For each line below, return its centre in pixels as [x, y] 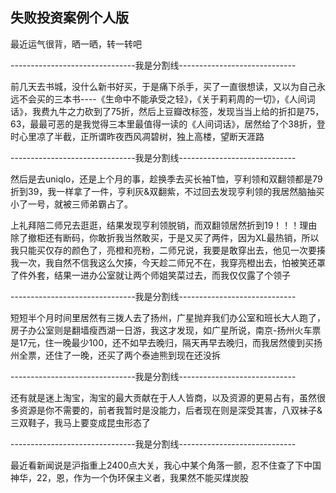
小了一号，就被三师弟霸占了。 [71, 204]
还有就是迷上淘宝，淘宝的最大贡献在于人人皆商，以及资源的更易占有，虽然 [163, 397]
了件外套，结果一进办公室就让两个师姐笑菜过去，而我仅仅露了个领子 [150, 275]
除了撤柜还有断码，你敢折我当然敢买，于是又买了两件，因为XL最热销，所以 [165, 237]
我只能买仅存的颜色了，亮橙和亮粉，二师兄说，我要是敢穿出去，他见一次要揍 [168, 250]
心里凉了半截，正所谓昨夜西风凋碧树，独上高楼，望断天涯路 [141, 136]
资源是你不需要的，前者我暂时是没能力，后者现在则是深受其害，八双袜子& [170, 410]
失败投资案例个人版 [69, 18]
